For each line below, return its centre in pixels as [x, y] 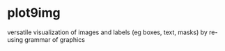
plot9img [34, 13]
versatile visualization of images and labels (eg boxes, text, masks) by [107, 32]
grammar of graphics [55, 39]
